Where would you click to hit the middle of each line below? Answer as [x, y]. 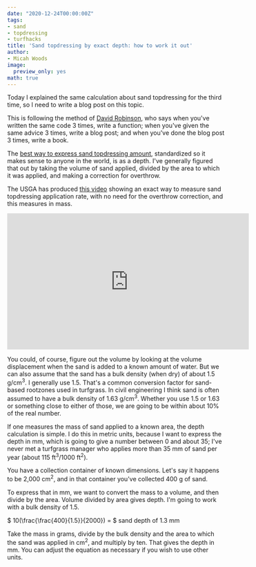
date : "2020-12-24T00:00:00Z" [51, 13]
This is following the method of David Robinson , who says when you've [108, 118]
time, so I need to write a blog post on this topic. [76, 105]
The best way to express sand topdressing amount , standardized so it [106, 154]
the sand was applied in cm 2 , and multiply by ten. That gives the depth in [111, 542]
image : [17, 65]
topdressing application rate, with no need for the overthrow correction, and [115, 196]
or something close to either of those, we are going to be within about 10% [113, 406]
